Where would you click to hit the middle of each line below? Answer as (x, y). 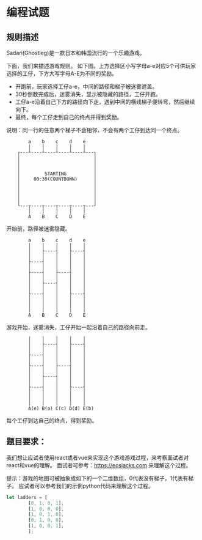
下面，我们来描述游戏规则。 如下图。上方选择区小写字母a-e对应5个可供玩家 (101, 66)
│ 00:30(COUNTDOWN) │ (57, 179)
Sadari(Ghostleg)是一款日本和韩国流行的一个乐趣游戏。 (76, 53)
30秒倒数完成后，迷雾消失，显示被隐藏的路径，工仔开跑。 (88, 94)
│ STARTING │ (57, 174)
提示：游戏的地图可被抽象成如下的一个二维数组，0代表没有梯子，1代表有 (97, 478)
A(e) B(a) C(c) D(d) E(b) (61, 409)
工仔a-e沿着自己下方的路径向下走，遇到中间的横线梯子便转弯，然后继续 (105, 102)
